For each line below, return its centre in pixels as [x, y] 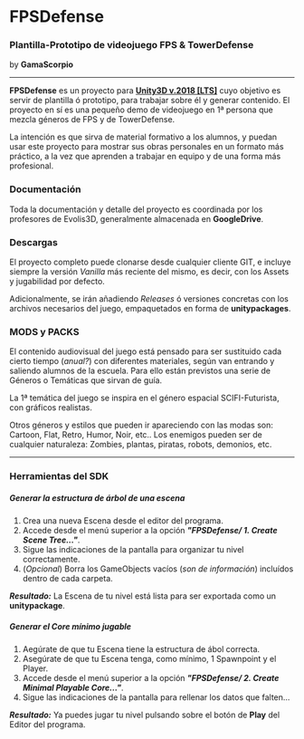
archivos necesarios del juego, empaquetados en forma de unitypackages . [150, 309]
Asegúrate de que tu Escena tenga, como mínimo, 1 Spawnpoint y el [149, 659]
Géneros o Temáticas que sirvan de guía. [86, 380]
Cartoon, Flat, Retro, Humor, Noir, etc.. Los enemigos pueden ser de [136, 435]
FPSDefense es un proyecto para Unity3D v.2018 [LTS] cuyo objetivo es [145, 91]
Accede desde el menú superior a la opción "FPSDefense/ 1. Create [150, 531]
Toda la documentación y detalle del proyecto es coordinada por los [136, 209]
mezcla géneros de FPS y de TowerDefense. [92, 120]
